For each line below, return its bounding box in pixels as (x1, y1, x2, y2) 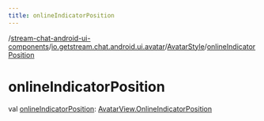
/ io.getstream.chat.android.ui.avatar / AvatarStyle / (48, 41, 208, 51)
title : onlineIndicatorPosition (8, 11, 115, 20)
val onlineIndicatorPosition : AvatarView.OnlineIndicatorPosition (8, 104, 213, 113)
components (8, 41, 50, 51)
